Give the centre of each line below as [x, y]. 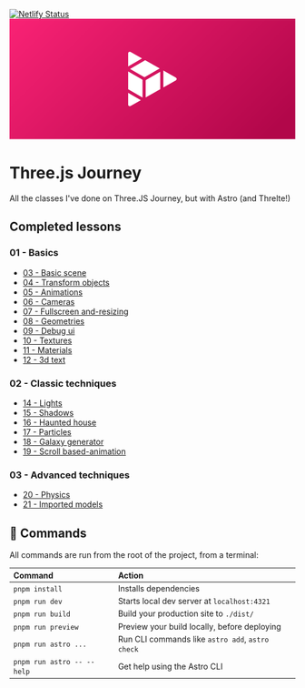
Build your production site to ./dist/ [186, 613]
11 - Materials [47, 349]
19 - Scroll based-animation [74, 451]
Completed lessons [65, 227]
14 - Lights [42, 403]
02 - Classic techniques [63, 383]
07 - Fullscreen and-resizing [75, 311]
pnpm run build [42, 614]
